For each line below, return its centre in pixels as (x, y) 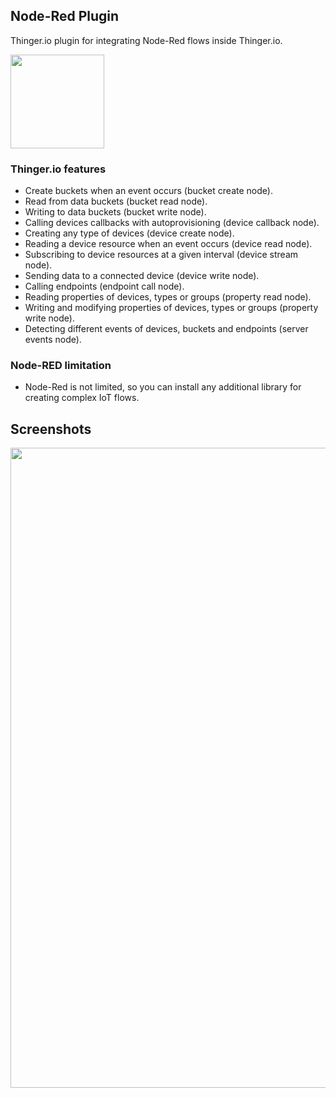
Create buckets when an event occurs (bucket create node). (148, 191)
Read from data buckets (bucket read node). (116, 201)
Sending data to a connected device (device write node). (142, 276)
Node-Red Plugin (65, 16)
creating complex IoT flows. (82, 398)
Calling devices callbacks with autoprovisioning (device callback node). (172, 223)
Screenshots (51, 429)
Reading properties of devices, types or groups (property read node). (168, 297)
